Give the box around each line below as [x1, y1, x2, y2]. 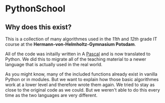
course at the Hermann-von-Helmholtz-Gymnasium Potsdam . [5, 41, 136, 47]
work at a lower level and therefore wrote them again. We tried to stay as [5, 82, 155, 88]
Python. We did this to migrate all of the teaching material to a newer [5, 56, 146, 62]
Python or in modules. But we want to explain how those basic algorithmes [5, 77, 159, 82]
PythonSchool [5, 3, 66, 14]
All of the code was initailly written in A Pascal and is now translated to [5, 51, 151, 57]
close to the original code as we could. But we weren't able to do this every [5, 87, 160, 93]
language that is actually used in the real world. [5, 62, 102, 67]
